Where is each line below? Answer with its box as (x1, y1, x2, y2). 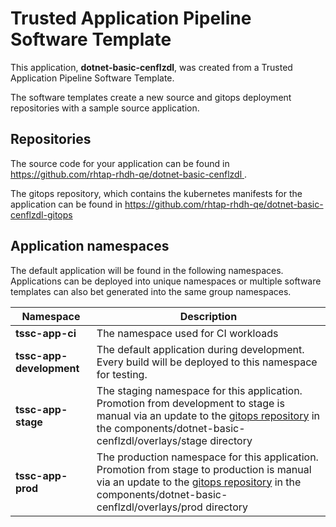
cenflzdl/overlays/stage (96, 433, 208, 447)
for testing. (96, 367, 148, 381)
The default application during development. (96, 342, 305, 356)
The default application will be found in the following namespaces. (10, 264, 284, 276)
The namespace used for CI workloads (96, 326, 279, 340)
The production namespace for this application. (96, 450, 319, 464)
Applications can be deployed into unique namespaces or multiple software (10, 275, 322, 287)
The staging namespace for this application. (96, 383, 303, 397)
